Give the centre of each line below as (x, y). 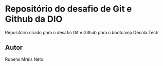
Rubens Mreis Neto (24, 59)
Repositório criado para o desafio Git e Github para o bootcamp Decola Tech (82, 32)
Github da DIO (34, 19)
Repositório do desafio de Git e (69, 9)
